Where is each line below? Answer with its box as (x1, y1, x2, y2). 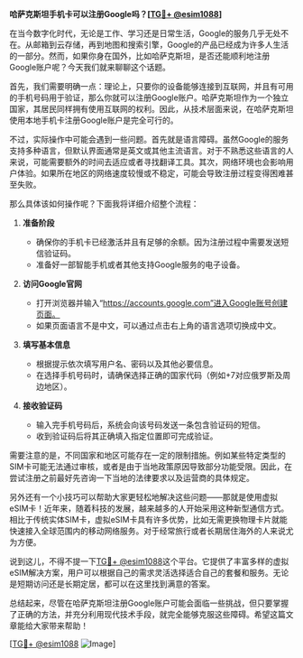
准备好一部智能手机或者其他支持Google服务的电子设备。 (35, 259, 245, 270)
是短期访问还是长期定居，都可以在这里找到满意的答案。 (9, 579, 215, 589)
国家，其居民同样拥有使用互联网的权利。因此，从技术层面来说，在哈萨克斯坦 (9, 104, 294, 114)
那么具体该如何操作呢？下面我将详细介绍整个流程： (9, 199, 199, 209)
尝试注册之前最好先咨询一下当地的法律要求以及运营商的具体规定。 (9, 473, 254, 483)
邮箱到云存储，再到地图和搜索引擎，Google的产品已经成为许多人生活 (32, 40, 289, 50)
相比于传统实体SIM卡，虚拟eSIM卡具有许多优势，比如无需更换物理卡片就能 (9, 514, 288, 524)
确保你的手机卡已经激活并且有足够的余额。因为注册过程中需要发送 (35, 236, 281, 247)
